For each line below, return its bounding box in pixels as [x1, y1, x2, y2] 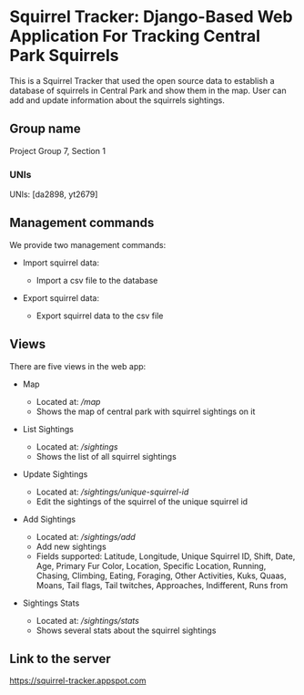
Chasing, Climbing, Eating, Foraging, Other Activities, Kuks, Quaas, [35, 570, 287, 581]
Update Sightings [22, 468, 88, 480]
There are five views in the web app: [9, 360, 147, 371]
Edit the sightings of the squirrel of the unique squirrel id [35, 495, 248, 507]
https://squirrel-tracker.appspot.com [9, 675, 147, 686]
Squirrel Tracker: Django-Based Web [9, 6, 293, 27]
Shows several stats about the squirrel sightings [35, 625, 217, 636]
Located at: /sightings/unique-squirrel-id [35, 486, 189, 497]
